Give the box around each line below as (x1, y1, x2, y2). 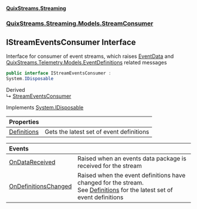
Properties (9, 118, 39, 126)
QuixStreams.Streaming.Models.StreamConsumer (6, 19, 154, 28)
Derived (6, 87, 25, 94)
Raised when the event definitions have (77, 172, 186, 180)
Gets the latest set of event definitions (45, 128, 150, 136)
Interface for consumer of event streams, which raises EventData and (6, 53, 174, 60)
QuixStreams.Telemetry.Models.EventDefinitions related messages (6, 59, 167, 66)
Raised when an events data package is (77, 155, 186, 163)
